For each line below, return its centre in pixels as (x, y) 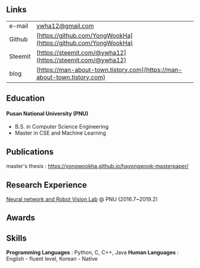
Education (26, 99)
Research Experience (47, 185)
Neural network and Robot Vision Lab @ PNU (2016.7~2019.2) (82, 200)
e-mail (19, 26)
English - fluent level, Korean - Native (52, 259)
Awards (21, 218)
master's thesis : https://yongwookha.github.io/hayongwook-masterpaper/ (97, 166)
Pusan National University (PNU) (47, 113)
